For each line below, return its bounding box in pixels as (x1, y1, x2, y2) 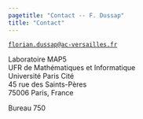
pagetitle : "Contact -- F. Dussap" (8, 11, 125, 20)
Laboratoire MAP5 (8, 54, 67, 64)
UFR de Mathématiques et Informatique (8, 62, 136, 72)
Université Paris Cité (8, 71, 75, 80)
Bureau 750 (8, 103, 46, 113)
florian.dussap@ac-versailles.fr (8, 40, 118, 48)
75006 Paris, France (8, 87, 74, 97)
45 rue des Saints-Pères (8, 80, 87, 89)
